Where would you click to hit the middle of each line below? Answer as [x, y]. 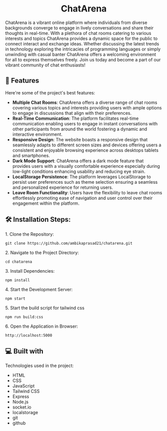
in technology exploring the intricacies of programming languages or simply [83, 49]
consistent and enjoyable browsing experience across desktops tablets [85, 150]
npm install [17, 280]
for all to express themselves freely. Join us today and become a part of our [83, 59]
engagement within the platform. [46, 203]
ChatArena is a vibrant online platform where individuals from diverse [76, 22]
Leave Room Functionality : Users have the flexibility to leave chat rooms [87, 192]
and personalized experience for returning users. [63, 187]
